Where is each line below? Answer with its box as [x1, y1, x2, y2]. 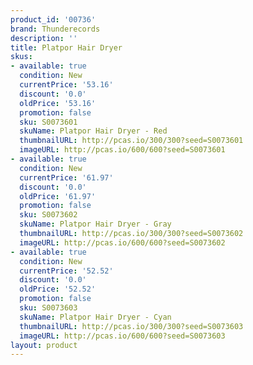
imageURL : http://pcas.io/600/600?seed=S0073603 [19, 331, 226, 341]
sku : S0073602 [19, 210, 78, 220]
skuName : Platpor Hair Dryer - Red [19, 126, 168, 136]
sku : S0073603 [19, 303, 78, 313]
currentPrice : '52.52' [19, 266, 114, 276]
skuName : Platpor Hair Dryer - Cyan [19, 312, 172, 322]
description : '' [10, 33, 78, 43]
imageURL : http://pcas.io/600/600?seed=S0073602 [19, 237, 226, 248]
